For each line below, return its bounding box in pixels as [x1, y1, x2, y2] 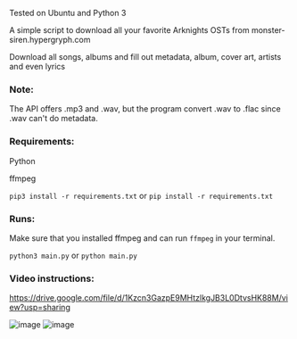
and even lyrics [9, 62, 66, 71]
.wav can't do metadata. [9, 113, 98, 124]
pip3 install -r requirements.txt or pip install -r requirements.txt [9, 190, 274, 201]
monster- [251, 25, 285, 35]
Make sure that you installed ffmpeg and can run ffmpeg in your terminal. [9, 232, 276, 244]
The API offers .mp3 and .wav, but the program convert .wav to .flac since [9, 103, 281, 114]
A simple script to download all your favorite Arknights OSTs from [9, 25, 250, 35]
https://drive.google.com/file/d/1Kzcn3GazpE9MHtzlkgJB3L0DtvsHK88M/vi [9, 293, 288, 303]
